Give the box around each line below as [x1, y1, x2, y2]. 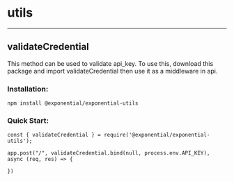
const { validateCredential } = [7, 132, 101, 139]
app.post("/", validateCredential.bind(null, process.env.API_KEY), [7, 150, 210, 157]
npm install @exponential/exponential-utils [7, 100, 139, 107]
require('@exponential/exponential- [103, 132, 210, 139]
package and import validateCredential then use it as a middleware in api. [7, 67, 218, 75]
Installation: [7, 84, 49, 94]
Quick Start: [7, 116, 49, 126]
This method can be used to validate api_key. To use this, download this [7, 59, 214, 67]
